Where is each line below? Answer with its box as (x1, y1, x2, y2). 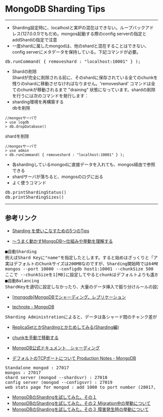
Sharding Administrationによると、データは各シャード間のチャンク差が (5, 314, 157, 320)
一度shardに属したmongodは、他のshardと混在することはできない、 (12, 43, 149, 49)
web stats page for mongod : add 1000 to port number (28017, (5, 384, 156, 390)
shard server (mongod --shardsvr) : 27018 (5, 375, 108, 380)
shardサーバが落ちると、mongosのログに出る (12, 174, 103, 180)
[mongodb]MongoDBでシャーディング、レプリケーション (12, 294, 126, 300)
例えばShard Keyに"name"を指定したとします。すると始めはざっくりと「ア (5, 254, 158, 260)
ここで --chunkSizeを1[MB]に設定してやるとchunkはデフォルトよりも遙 (5, 272, 155, 277)
